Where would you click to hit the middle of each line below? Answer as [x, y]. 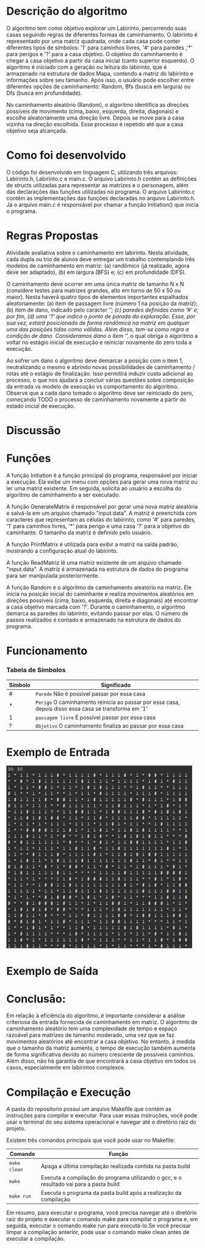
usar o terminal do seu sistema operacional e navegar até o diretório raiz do [101, 1122]
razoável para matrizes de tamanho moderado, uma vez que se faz [91, 1035]
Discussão [34, 431]
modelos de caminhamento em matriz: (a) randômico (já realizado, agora [98, 265]
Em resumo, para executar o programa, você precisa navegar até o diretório [102, 1213]
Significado [116, 685]
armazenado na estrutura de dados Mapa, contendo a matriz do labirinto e [100, 73]
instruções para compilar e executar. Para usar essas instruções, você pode [102, 1116]
